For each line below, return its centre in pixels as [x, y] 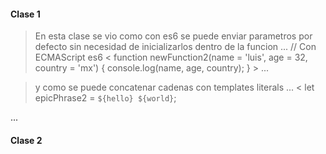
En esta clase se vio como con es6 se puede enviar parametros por [173, 36]
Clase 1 [25, 14]
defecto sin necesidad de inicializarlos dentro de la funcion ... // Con [175, 47]
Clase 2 [26, 140]
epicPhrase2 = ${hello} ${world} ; [105, 98]
